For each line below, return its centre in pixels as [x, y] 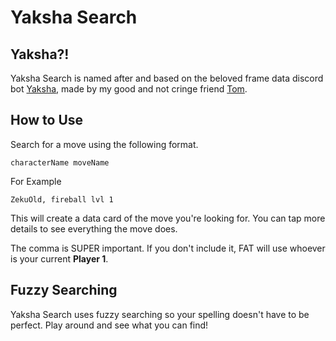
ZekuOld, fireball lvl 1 [62, 199]
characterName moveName [60, 162]
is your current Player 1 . [59, 258]
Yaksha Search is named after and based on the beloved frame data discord [167, 78]
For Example [36, 181]
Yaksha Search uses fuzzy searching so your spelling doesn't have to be [160, 314]
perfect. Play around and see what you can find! [109, 325]
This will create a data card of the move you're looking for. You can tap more [168, 218]
